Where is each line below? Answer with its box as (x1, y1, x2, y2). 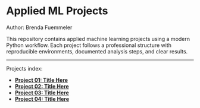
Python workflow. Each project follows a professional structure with (6, 42, 171, 49)
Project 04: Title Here (14, 95, 70, 102)
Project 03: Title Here (14, 89, 70, 96)
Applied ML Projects (6, 4, 108, 18)
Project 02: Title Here (14, 82, 70, 90)
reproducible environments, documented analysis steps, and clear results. (6, 47, 188, 55)
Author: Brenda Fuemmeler (6, 24, 73, 31)
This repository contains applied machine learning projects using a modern (6, 35, 190, 42)
